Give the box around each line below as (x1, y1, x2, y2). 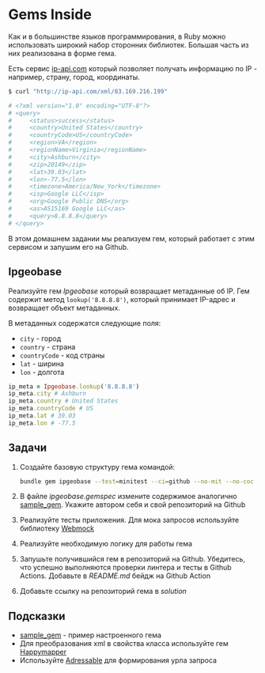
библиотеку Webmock (19, 524, 95, 533)
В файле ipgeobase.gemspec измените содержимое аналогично (19, 492, 237, 501)
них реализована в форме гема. (8, 48, 117, 58)
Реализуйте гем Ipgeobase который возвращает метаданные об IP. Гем (8, 286, 251, 296)
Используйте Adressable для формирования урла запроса (19, 656, 218, 665)
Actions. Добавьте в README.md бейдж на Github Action (19, 571, 211, 580)
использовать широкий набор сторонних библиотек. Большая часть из (8, 40, 249, 49)
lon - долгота (19, 367, 65, 376)
